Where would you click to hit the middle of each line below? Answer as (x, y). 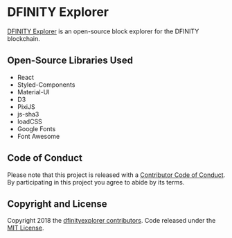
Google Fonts (36, 128)
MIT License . (26, 228)
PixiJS (26, 107)
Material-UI (33, 92)
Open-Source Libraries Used (70, 61)
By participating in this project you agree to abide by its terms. (96, 182)
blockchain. (24, 38)
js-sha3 (28, 114)
